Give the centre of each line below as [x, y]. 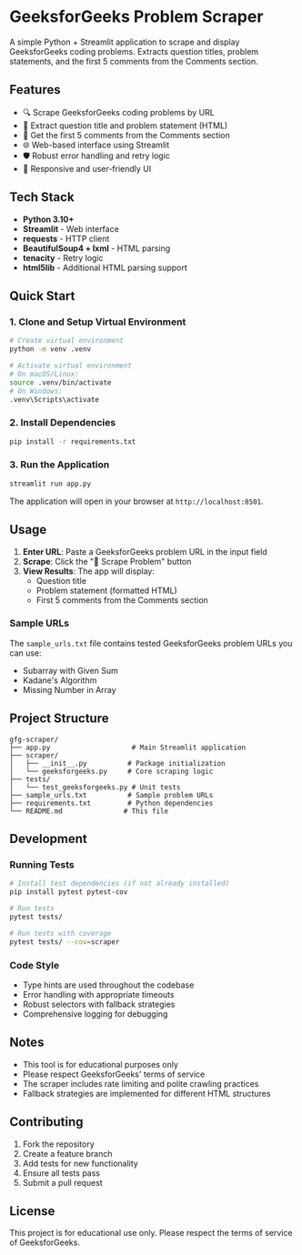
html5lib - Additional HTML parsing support [105, 267]
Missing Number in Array [69, 689]
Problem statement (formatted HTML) [106, 590]
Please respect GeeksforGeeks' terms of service [114, 1074]
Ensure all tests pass [61, 1173]
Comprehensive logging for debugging [95, 1014]
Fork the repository [59, 1144]
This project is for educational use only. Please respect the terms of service [151, 1233]
